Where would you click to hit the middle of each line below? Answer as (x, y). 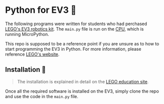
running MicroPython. (27, 34)
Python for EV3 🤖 (41, 10)
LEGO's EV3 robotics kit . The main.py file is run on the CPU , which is (74, 29)
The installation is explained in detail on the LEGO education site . (83, 81)
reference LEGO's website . (33, 54)
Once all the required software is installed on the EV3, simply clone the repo (82, 91)
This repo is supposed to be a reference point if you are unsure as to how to (82, 43)
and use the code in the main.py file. (42, 96)
